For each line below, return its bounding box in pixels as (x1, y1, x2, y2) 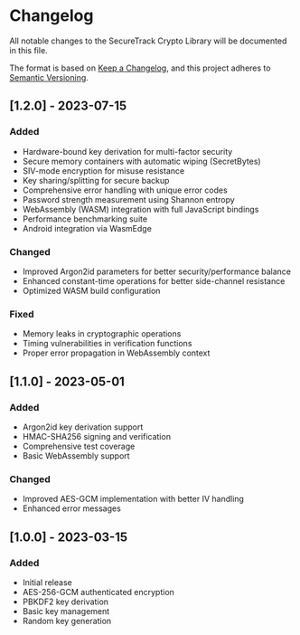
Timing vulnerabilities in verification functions (22, 338, 192, 349)
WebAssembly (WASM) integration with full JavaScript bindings (22, 204, 259, 214)
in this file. (9, 44, 48, 55)
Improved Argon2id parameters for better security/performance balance (22, 266, 292, 277)
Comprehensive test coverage (22, 441, 136, 451)
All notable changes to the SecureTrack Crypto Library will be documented (9, 35, 287, 46)
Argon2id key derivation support (22, 422, 144, 432)
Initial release (22, 576, 72, 588)
